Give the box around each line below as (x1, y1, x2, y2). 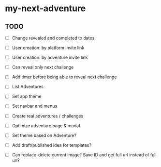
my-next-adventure (5, 3, 86, 14)
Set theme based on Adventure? (12, 132, 76, 138)
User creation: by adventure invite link (12, 54, 88, 61)
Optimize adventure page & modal (12, 122, 80, 129)
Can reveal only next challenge (12, 64, 74, 70)
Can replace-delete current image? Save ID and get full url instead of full (12, 151, 157, 158)
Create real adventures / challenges (12, 113, 84, 119)
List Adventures (12, 83, 44, 90)
